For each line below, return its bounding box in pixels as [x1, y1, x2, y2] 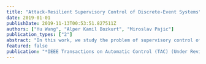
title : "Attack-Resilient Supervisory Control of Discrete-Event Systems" [6, 9, 202, 15]
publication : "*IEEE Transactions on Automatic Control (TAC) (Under [6, 49, 188, 55]
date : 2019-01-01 [6, 15, 51, 21]
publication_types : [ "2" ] [6, 32, 72, 38]
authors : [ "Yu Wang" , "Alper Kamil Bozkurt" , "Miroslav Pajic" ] [6, 26, 174, 32]
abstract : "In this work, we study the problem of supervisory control [6, 37, 193, 43]
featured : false [6, 43, 48, 49]
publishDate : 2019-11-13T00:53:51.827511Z [6, 20, 116, 26]
